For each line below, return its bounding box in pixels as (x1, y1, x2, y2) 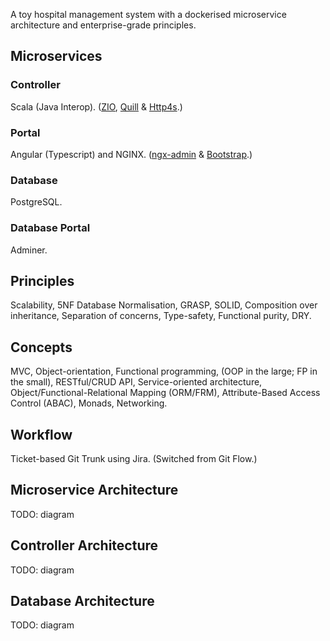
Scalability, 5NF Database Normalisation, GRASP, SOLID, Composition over (10, 299, 318, 311)
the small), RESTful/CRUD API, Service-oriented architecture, (10, 376, 263, 388)
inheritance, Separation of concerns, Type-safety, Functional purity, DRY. (10, 310, 312, 322)
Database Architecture (10, 593, 155, 610)
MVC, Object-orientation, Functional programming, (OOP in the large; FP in (10, 365, 318, 378)
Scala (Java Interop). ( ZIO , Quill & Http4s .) (10, 100, 183, 113)
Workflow (10, 426, 73, 443)
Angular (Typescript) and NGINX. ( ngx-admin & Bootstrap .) (10, 148, 253, 160)
